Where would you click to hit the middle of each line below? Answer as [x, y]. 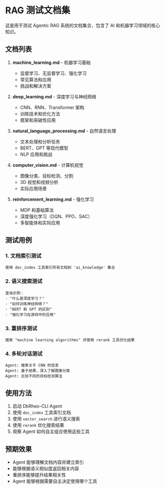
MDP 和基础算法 [37, 210]
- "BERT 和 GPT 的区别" [29, 309]
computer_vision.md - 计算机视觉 [48, 165]
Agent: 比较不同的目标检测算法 [34, 376]
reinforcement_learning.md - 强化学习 [53, 199]
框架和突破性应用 [38, 120]
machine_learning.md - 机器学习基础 [51, 62]
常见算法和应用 [36, 80]
